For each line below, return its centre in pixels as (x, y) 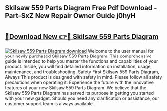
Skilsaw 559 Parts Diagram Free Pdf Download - (81, 8)
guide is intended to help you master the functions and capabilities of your (82, 61)
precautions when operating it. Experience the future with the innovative (79, 82)
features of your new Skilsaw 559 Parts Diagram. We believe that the (76, 88)
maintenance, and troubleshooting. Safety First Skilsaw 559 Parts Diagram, (82, 72)
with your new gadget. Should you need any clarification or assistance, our (82, 98)
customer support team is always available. (50, 103)
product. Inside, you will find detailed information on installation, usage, (79, 67)
